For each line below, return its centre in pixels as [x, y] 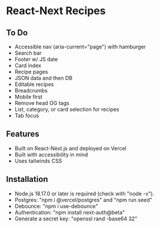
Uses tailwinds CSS [38, 161]
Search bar [28, 53]
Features [23, 134]
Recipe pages [31, 72]
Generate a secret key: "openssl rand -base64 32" [76, 219]
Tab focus [27, 115]
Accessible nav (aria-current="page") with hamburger [80, 47]
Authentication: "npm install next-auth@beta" [70, 212]
